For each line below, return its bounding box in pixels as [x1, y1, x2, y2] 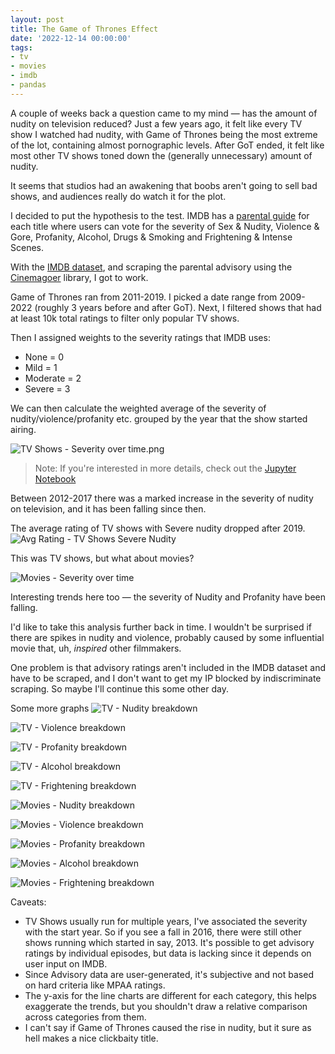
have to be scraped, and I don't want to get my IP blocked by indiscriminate [10, 672, 322, 684]
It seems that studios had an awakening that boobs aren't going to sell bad [10, 179, 318, 191]
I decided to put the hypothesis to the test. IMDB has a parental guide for [10, 209, 310, 221]
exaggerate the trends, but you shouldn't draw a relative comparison [24, 1000, 308, 1012]
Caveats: [10, 896, 47, 908]
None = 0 [24, 351, 65, 363]
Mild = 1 [24, 361, 58, 373]
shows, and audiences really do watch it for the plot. [10, 190, 227, 202]
